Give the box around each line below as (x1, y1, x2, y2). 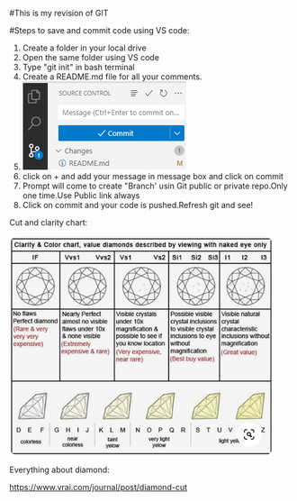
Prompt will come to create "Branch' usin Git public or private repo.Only (22, 180, 288, 191)
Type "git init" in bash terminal (22, 62, 135, 72)
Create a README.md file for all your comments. (22, 71, 202, 82)
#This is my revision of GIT (9, 8, 109, 18)
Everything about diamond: (9, 464, 110, 475)
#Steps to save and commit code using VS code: (9, 25, 190, 35)
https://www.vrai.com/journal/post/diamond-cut (9, 482, 187, 492)
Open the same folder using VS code (22, 52, 160, 62)
